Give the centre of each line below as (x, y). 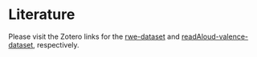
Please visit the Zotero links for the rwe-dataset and (94, 36)
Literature (42, 15)
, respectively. (56, 44)
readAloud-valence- (215, 36)
